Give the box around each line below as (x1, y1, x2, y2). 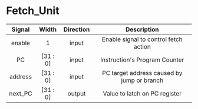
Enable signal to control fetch (102, 35, 183, 43)
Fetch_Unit (6, 4, 60, 18)
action (133, 42, 151, 50)
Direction (63, 25, 90, 33)
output (67, 89, 86, 97)
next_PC (9, 89, 32, 97)
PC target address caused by (102, 69, 183, 77)
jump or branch (121, 76, 164, 84)
